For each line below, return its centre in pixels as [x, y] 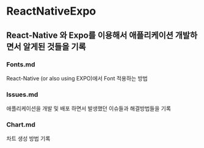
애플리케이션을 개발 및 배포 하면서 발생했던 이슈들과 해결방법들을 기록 [89, 108]
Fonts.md [21, 64]
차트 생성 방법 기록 [28, 139]
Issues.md [22, 94]
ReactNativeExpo [51, 11]
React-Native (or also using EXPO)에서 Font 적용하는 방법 [77, 78]
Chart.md [21, 125]
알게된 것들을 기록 [55, 47]
